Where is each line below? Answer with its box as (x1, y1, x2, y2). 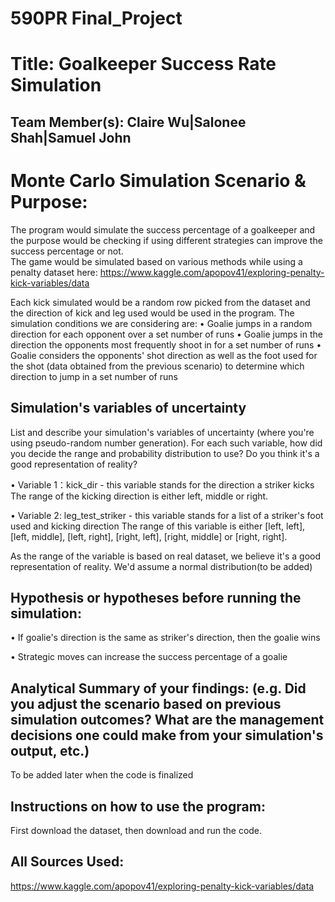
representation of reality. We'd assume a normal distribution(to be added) (10, 560, 313, 572)
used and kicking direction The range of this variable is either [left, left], (10, 520, 306, 532)
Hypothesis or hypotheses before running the (10, 589, 302, 606)
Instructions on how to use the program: (10, 798, 266, 815)
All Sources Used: (10, 853, 125, 871)
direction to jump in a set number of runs (10, 370, 178, 382)
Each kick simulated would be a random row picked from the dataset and (10, 296, 311, 308)
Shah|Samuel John (10, 129, 132, 146)
